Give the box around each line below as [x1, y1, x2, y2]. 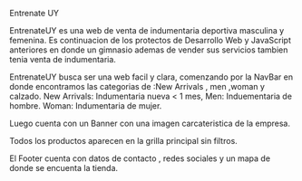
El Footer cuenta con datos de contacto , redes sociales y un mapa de [9, 153, 270, 164]
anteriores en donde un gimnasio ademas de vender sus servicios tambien [9, 44, 288, 55]
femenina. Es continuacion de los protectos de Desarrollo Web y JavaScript [9, 35, 292, 45]
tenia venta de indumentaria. [9, 54, 116, 64]
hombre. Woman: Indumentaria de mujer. [9, 100, 162, 111]
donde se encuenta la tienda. [9, 163, 119, 173]
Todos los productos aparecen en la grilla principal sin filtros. [9, 136, 238, 146]
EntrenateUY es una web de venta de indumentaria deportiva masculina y [9, 25, 285, 35]
